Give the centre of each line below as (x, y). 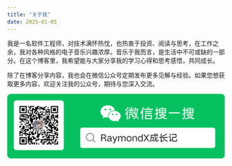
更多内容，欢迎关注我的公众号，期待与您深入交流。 (86, 83)
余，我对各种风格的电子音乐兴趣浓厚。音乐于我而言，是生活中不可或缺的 (110, 52)
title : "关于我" (29, 14)
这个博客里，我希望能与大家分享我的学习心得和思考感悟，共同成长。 (122, 60)
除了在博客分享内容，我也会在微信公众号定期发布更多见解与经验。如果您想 (113, 75)
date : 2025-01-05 (32, 22)
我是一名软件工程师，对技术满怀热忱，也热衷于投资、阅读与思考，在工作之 (113, 43)
